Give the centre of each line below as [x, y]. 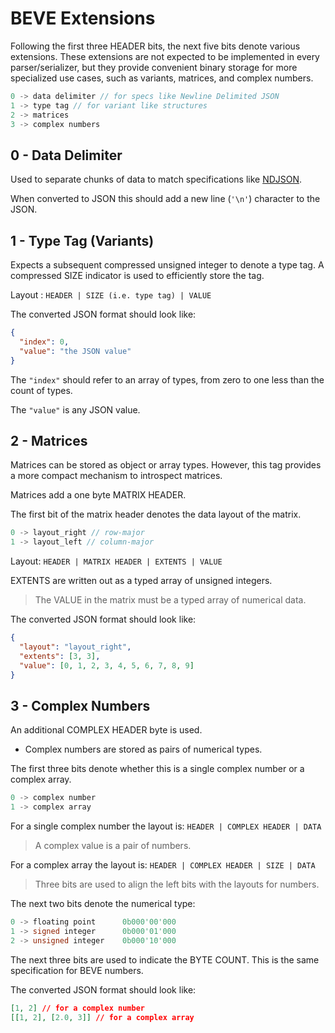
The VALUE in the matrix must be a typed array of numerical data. [170, 600]
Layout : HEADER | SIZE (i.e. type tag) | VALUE [111, 295]
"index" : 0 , [44, 342]
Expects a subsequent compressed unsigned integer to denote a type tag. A [167, 265]
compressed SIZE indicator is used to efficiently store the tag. [137, 276]
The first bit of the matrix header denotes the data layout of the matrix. [156, 514]
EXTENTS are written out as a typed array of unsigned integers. [141, 581]
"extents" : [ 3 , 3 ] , [60, 656]
